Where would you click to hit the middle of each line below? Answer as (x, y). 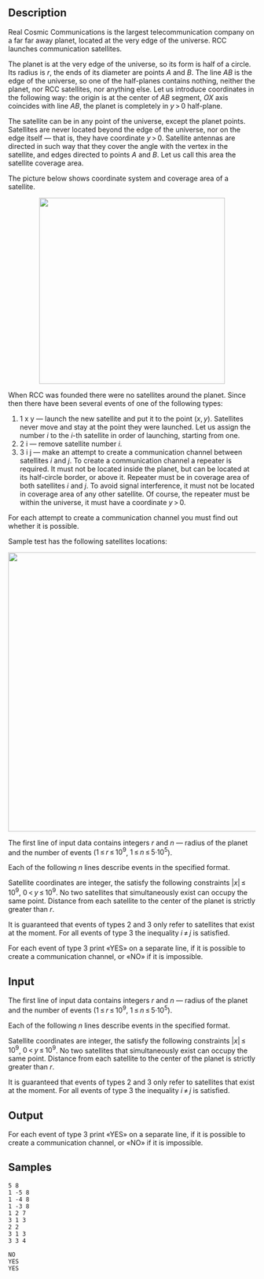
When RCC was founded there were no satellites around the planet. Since (127, 395)
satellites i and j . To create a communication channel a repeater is (125, 460)
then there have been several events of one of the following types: (115, 403)
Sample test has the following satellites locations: (88, 541)
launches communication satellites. (65, 48)
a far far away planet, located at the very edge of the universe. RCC (117, 40)
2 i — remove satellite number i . (71, 444)
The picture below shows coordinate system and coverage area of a (119, 178)
